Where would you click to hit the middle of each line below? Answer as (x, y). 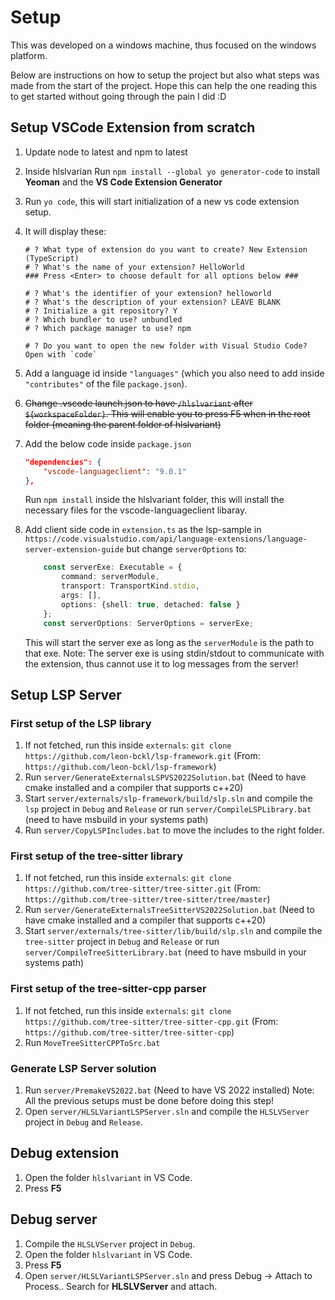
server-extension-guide (74, 550)
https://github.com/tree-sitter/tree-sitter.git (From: (142, 888)
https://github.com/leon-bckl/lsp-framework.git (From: (142, 756)
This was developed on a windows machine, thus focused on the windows (163, 45)
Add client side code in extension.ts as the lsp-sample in (143, 530)
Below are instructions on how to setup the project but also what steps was (165, 75)
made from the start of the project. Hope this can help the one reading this (163, 85)
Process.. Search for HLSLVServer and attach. (121, 1286)
